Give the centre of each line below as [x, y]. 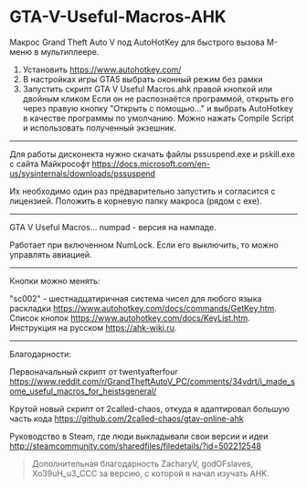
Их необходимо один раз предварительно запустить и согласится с [143, 191]
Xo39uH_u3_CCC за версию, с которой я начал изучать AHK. [150, 473]
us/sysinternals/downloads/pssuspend [82, 173]
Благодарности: [40, 354]
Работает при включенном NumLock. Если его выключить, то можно [144, 245]
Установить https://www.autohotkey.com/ [102, 69]
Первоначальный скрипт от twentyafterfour [94, 371]
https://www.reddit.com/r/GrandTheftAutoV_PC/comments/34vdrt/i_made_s [152, 381]
